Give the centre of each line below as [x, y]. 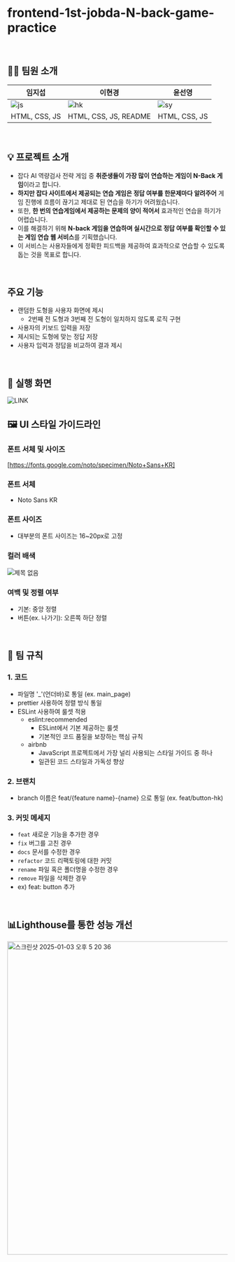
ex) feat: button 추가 [46, 887]
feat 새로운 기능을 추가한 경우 [58, 834]
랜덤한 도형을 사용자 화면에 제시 [60, 311]
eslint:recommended [57, 719]
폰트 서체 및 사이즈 [36, 449]
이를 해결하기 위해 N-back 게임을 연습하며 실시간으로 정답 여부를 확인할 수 [118, 228]
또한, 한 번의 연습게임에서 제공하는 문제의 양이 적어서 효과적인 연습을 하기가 [119, 210]
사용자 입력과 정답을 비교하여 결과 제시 [70, 346]
